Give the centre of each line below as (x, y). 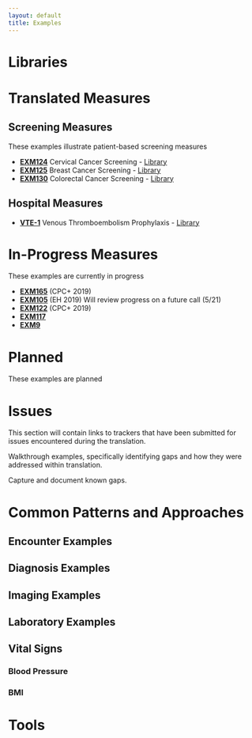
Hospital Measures (56, 204)
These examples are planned (55, 379)
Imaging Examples (55, 595)
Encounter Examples (60, 541)
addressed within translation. (55, 465)
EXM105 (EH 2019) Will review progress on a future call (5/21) (120, 300)
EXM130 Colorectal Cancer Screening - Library (96, 178)
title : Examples (35, 23)
